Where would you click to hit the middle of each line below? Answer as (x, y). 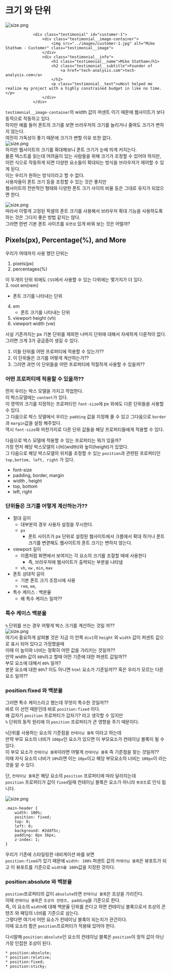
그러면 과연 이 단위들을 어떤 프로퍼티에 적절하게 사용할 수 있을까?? (79, 364)
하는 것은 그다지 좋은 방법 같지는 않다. (43, 217)
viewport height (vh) (34, 318)
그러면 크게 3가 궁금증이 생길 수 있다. (42, 340)
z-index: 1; (27, 839)
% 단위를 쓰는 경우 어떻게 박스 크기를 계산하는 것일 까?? (60, 625)
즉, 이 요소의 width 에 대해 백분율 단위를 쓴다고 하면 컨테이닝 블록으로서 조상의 (83, 907)
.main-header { (22, 808)
